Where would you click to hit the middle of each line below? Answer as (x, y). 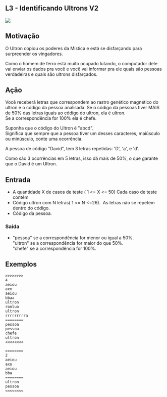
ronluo (12, 307)
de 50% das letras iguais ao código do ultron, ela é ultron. (65, 113)
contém (20, 197)
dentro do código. (31, 208)
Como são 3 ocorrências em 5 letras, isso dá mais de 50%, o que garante (81, 158)
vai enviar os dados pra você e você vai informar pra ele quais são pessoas (84, 69)
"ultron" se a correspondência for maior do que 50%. (68, 243)
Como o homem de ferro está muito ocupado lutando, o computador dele (81, 63)
